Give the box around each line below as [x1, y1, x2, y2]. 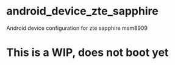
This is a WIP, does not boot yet [6, 46, 169, 60]
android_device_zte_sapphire [6, 4, 159, 18]
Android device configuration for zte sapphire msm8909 [6, 24, 148, 32]
